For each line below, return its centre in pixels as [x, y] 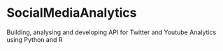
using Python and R [35, 39]
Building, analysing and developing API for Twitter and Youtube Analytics [111, 32]
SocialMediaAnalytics [72, 13]
